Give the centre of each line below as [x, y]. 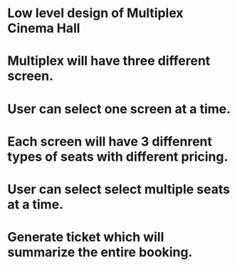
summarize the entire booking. [100, 252]
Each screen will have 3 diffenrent [110, 141]
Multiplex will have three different [109, 61]
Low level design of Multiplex [95, 13]
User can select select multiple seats [118, 189]
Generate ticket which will [86, 237]
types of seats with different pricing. [118, 157]
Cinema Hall [44, 28]
